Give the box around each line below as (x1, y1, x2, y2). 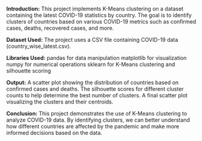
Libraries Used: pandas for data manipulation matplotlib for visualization (6, 54, 187, 61)
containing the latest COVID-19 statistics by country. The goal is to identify (6, 11, 192, 19)
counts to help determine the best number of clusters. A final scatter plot (6, 92, 188, 99)
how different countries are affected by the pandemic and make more (6, 123, 180, 130)
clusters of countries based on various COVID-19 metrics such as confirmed (6, 18, 197, 25)
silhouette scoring (6, 67, 51, 74)
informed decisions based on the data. (6, 130, 103, 136)
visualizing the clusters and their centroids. (6, 98, 114, 105)
